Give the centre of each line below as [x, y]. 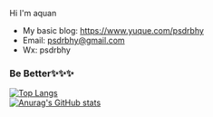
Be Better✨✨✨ [42, 73]
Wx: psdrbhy [46, 50]
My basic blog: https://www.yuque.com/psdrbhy [113, 30]
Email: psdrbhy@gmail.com [73, 40]
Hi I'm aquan [33, 13]
